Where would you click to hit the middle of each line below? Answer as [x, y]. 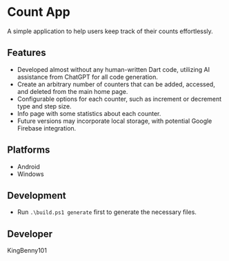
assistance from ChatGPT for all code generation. [88, 77]
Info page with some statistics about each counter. [89, 113]
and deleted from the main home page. [72, 91]
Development [37, 195]
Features [27, 53]
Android [28, 166]
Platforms [29, 150]
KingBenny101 [27, 251]
